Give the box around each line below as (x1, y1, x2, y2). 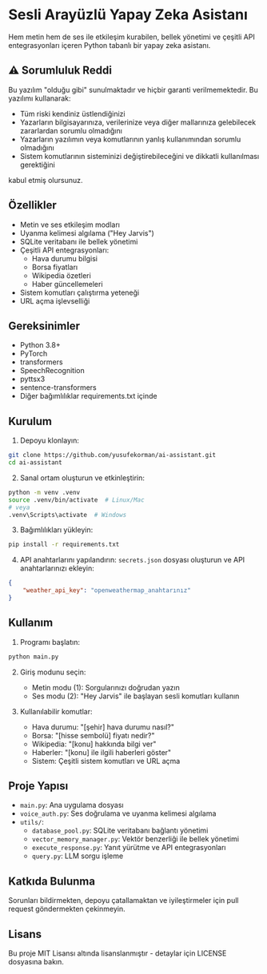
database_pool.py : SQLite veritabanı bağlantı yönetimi (31, 825, 209, 836)
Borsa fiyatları (31, 262, 78, 272)
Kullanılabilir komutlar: (19, 706, 93, 716)
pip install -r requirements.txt (8, 541, 120, 549)
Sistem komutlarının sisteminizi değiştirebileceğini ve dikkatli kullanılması (19, 151, 260, 161)
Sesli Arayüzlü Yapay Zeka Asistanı (8, 6, 248, 24)
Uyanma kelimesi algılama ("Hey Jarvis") (19, 228, 154, 237)
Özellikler (8, 198, 58, 213)
